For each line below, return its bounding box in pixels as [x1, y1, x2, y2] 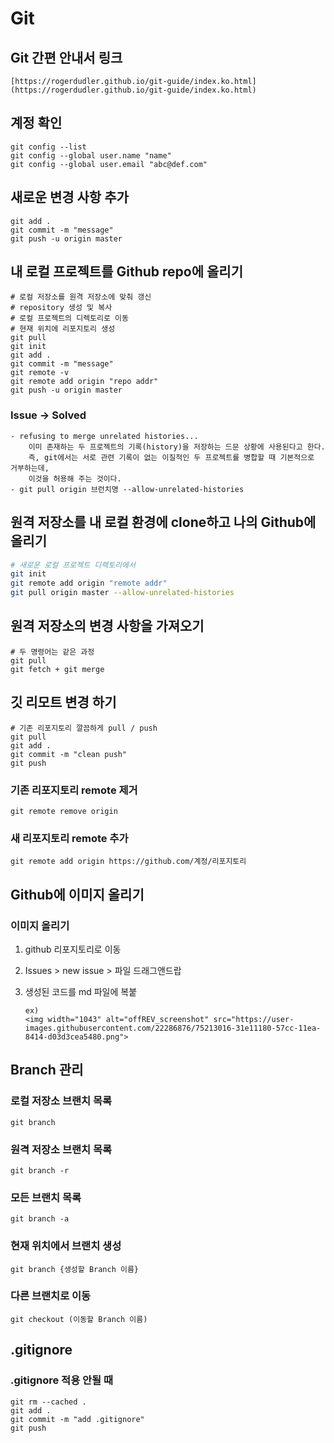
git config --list [10, 142, 87, 152]
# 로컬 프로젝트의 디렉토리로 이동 [10, 313, 129, 324]
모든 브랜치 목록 [10, 1190, 82, 1204]
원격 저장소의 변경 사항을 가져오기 [10, 618, 205, 635]
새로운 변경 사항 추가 [10, 189, 129, 206]
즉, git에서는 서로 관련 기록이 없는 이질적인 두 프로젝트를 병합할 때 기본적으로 [28, 452, 315, 462]
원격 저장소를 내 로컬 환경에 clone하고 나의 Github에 [10, 514, 317, 531]
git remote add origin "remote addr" [10, 578, 168, 589]
